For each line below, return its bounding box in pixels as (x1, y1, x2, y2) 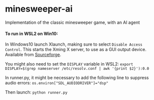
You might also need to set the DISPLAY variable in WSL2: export (5, 61, 134, 67)
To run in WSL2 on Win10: (5, 31, 58, 36)
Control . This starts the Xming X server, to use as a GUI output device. (5, 47, 147, 52)
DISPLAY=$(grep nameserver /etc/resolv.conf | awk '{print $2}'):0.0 (5, 67, 150, 71)
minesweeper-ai (5, 3, 73, 15)
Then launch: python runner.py (5, 89, 68, 95)
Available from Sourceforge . (5, 52, 61, 58)
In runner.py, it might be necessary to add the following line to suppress (5, 75, 149, 81)
